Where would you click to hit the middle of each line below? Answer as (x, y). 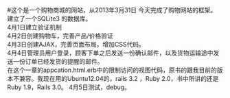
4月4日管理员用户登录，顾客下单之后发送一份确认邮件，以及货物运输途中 (111, 53)
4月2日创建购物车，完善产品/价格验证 (60, 36)
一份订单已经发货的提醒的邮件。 (58, 61)
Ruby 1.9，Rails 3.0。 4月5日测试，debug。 (69, 87)
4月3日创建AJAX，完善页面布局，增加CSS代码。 (76, 44)
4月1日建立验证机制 (34, 27)
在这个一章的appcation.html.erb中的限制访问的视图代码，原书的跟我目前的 (112, 70)
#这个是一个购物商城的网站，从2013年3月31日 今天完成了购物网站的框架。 (112, 10)
